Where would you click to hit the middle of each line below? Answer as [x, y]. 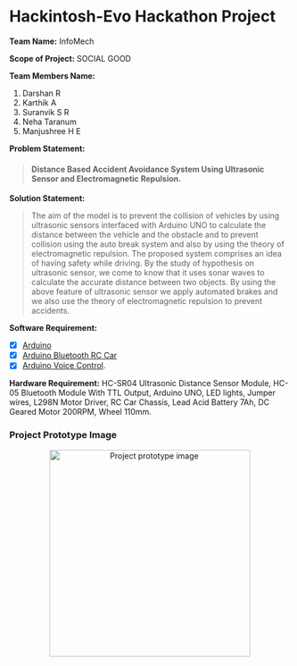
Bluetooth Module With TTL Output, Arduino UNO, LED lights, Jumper [148, 393]
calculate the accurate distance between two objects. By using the [153, 282]
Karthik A [39, 102]
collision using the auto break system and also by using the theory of [158, 244]
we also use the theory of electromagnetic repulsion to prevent [147, 301]
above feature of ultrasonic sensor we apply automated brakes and [154, 291]
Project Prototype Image [63, 435]
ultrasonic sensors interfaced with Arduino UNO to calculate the [148, 225]
